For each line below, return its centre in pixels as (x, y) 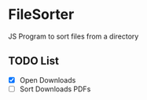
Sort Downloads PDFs (55, 89)
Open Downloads (48, 80)
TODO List (33, 61)
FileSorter (41, 15)
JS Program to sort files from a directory (73, 36)
